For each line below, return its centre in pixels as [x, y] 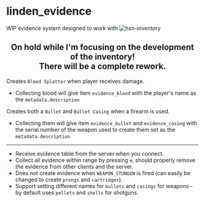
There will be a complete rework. [103, 66]
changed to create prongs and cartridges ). [69, 179]
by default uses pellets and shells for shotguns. [77, 192]
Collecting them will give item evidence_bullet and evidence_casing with [106, 123]
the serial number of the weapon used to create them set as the [95, 129]
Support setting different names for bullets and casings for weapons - [104, 186]
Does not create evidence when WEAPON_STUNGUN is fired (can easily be [103, 173]
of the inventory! [103, 57]
